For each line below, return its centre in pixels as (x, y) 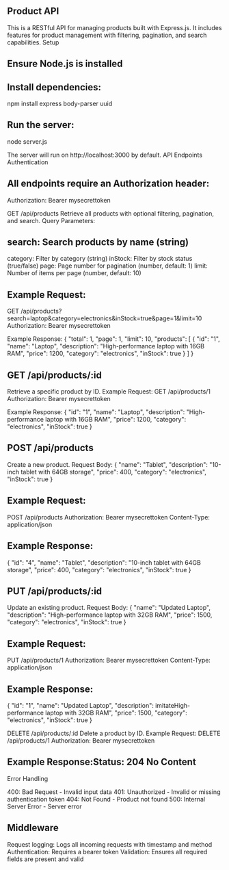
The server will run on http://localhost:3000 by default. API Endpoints (105, 155)
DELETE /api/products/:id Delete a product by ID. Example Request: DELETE (114, 733)
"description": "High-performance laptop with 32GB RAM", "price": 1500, (110, 615)
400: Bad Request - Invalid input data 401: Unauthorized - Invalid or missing (114, 792)
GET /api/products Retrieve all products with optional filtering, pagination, (110, 213)
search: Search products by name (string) (98, 242)
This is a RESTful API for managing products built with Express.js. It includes (114, 27)
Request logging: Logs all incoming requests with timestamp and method (110, 844)
